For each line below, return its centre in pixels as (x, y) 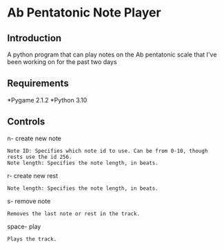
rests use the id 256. (40, 157)
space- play (24, 226)
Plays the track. (32, 239)
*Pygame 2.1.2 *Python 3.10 (47, 100)
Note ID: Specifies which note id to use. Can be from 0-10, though (108, 151)
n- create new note (34, 138)
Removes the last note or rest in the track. (73, 214)
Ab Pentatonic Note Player (84, 13)
